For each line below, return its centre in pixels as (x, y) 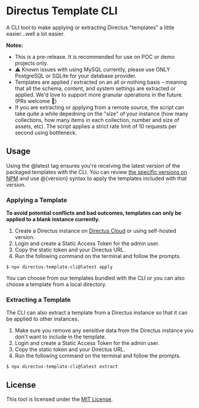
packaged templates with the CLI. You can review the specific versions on (97, 172)
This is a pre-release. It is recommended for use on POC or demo (95, 57)
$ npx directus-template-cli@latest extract (62, 367)
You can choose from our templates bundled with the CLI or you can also (96, 278)
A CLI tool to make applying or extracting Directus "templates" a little (90, 27)
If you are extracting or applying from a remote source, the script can (99, 107)
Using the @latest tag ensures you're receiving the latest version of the (93, 165)
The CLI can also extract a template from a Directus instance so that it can (97, 313)
